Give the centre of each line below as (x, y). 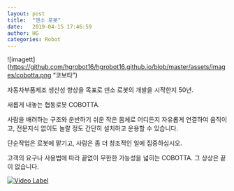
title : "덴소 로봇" (34, 20)
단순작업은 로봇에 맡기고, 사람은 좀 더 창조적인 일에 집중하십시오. (95, 143)
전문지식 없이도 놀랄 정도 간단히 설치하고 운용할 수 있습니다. (97, 128)
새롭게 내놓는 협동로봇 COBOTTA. (53, 105)
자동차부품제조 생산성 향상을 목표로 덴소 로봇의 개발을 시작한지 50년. (101, 90)
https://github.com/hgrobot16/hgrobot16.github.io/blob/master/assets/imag (117, 67)
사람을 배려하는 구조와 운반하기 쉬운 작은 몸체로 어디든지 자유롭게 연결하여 (108, 120)
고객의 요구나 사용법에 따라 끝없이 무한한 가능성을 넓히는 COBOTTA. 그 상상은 (113, 158)
